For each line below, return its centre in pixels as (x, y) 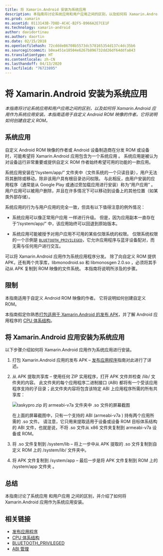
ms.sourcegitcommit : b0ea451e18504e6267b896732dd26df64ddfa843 (70, 50)
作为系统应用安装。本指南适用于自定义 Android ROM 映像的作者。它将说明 (83, 114)
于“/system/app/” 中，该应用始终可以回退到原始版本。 (66, 223)
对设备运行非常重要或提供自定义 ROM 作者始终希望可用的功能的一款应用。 (79, 162)
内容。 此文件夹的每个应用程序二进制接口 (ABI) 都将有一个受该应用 (91, 383)
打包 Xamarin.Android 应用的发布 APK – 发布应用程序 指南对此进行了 (80, 360)
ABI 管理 (20, 549)
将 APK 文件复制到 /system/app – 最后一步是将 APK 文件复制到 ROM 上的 (85, 461)
